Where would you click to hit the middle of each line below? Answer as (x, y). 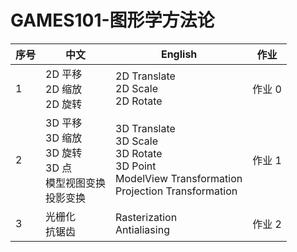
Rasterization (146, 217)
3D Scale (136, 141)
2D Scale (136, 88)
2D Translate (145, 76)
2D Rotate (139, 101)
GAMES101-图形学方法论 (112, 20)
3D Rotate (139, 153)
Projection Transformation (176, 191)
